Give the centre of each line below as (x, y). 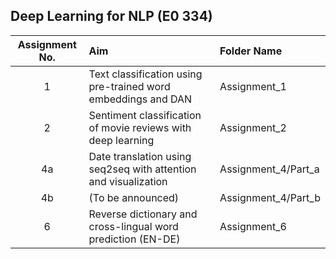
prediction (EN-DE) (134, 239)
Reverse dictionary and (143, 214)
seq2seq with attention (142, 169)
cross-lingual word (133, 226)
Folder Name (251, 51)
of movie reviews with (140, 127)
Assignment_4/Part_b (270, 197)
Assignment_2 (253, 127)
